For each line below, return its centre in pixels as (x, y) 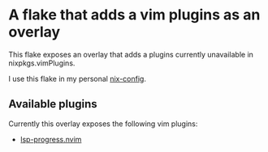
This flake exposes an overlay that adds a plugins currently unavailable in (131, 54)
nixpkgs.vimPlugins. (42, 63)
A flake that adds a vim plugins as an (134, 15)
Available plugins (53, 104)
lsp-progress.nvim (51, 139)
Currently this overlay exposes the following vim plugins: (103, 124)
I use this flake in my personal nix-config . (77, 78)
